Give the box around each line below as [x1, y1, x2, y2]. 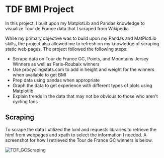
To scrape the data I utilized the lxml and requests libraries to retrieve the [5, 126, 157, 132]
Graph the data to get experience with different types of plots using [12, 82, 152, 89]
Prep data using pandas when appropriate [12, 77, 100, 83]
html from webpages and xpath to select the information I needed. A [5, 132, 147, 138]
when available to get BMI [12, 71, 66, 77]
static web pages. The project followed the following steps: [5, 46, 128, 52]
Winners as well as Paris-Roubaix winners [12, 61, 100, 67]
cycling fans [12, 98, 38, 104]
